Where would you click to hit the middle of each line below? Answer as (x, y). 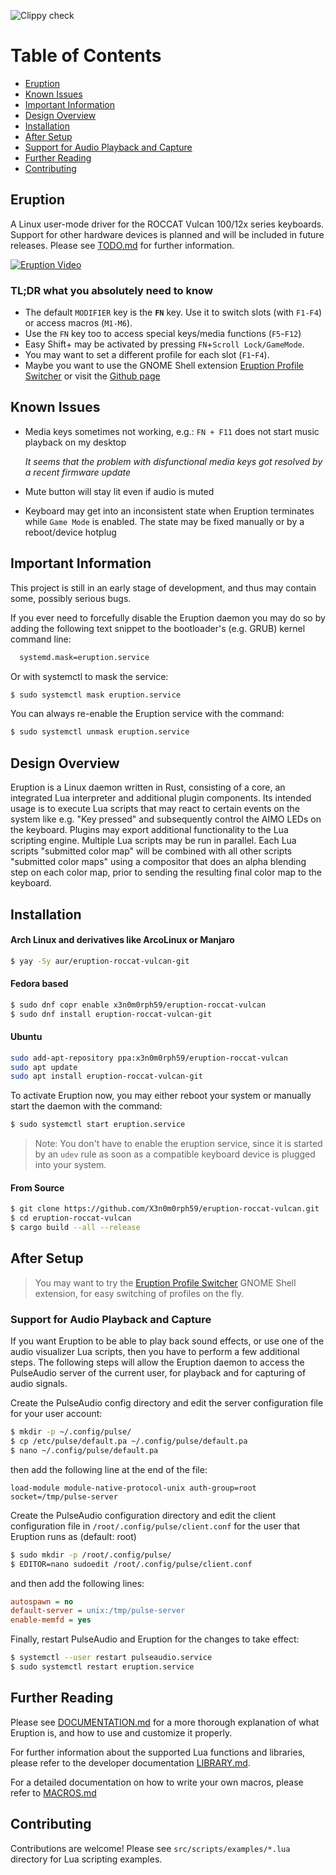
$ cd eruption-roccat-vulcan (71, 1218)
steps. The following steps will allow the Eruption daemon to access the (157, 1362)
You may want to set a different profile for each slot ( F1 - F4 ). (147, 355)
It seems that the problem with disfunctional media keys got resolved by (173, 461)
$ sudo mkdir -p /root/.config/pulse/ (91, 1555)
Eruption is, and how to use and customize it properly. (121, 1732)
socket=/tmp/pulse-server (64, 1496)
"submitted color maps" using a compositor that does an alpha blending (158, 862)
